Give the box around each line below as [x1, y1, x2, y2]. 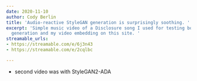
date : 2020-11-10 [6, 8, 49, 15]
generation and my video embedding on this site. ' [11, 31, 141, 36]
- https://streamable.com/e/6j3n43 [6, 42, 93, 48]
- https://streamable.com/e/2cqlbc [6, 47, 93, 53]
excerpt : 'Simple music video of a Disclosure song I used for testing [6, 25, 185, 31]
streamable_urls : [6, 36, 49, 42]
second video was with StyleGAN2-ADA [14, 68, 111, 75]
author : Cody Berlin [6, 14, 57, 20]
